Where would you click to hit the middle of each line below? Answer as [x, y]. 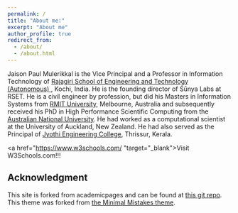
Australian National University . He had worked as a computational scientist [117, 119]
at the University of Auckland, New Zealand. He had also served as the [111, 126]
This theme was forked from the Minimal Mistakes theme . [91, 202]
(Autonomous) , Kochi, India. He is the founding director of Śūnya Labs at [114, 89]
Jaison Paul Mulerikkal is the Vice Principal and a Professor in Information [115, 73]
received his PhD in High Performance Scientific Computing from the [108, 111]
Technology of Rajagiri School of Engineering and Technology [98, 81]
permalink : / [27, 14]
